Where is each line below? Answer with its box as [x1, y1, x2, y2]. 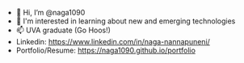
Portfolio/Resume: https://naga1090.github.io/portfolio [15, 45, 196, 55]
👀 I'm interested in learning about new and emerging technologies [15, 16, 236, 26]
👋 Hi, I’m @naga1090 [15, 8, 86, 17]
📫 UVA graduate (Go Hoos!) [15, 25, 111, 35]
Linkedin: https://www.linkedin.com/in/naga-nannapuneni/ [15, 37, 210, 46]
